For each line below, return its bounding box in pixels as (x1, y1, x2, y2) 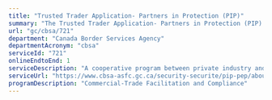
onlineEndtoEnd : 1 (8, 57, 70, 65)
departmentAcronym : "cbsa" (8, 42, 100, 50)
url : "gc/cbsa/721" (8, 27, 74, 35)
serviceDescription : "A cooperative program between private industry (8, 65, 252, 73)
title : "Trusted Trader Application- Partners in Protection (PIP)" (8, 11, 244, 20)
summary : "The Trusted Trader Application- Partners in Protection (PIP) (8, 19, 263, 27)
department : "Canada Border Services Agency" (8, 34, 164, 43)
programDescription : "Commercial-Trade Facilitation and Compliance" (8, 79, 249, 87)
